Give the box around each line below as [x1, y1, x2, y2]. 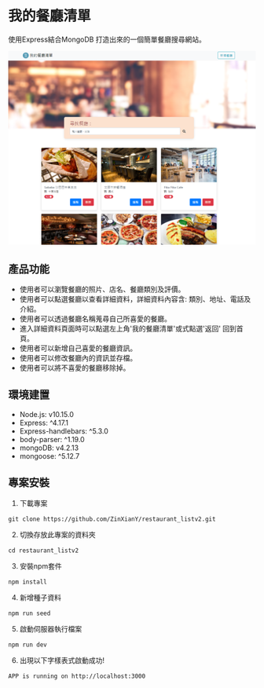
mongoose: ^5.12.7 [19, 451, 80, 460]
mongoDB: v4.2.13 [19, 443, 79, 452]
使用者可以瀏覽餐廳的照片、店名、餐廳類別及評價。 [19, 284, 185, 294]
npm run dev [8, 641, 47, 649]
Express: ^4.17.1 [19, 418, 69, 427]
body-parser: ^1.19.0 [19, 434, 85, 444]
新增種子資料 [19, 592, 61, 602]
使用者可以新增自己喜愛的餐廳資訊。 [19, 343, 137, 353]
